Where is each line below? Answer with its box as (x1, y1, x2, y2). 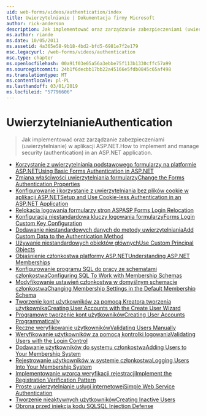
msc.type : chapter (6, 55, 53, 61)
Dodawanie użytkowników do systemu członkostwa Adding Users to (15, 343, 187, 351)
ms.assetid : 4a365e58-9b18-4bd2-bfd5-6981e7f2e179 (6, 44, 139, 50)
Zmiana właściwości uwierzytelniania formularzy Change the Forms (15, 173, 185, 181)
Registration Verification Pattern (15, 376, 96, 383)
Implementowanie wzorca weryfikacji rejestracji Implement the (15, 369, 172, 377)
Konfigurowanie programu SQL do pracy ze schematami (15, 265, 158, 272)
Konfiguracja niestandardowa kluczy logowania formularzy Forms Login (15, 213, 195, 220)
